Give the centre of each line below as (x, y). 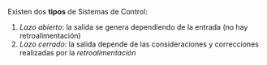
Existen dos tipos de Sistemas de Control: (78, 12)
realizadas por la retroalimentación (78, 53)
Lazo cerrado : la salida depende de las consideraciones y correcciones (139, 44)
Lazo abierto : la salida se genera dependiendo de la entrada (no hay (133, 27)
